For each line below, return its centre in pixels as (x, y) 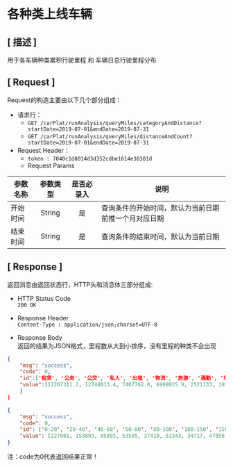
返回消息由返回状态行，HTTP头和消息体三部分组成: (80, 284)
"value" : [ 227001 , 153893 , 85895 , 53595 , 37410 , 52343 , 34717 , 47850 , (124, 436)
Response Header (43, 318)
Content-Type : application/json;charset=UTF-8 (87, 325)
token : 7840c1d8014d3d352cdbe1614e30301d (90, 158)
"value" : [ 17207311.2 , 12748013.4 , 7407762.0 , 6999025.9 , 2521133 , (118, 385)
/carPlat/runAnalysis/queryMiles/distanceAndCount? (116, 136)
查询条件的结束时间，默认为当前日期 (161, 236)
